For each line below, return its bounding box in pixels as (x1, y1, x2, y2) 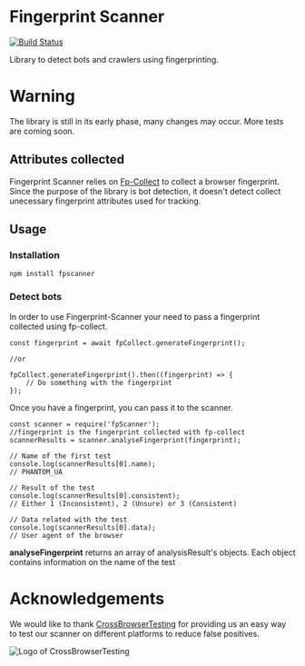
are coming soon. (9, 125, 75, 136)
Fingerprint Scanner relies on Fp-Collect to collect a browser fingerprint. (9, 175, 280, 187)
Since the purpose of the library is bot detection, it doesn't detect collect (9, 185, 281, 196)
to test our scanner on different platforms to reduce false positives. (9, 628, 261, 639)
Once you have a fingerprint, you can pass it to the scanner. (9, 402, 233, 413)
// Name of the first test (9, 452, 112, 461)
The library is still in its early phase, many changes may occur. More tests (9, 115, 284, 126)
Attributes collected (9, 152, 125, 167)
